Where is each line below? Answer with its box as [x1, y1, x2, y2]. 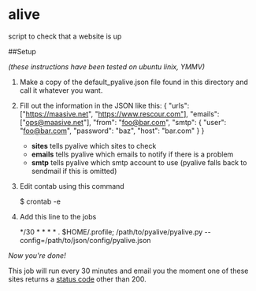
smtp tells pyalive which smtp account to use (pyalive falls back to [31, 157, 247, 167]
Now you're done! [8, 250, 66, 260]
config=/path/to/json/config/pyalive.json [19, 235, 151, 245]
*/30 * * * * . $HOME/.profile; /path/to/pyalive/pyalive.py [19, 227, 203, 237]
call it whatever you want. [19, 85, 103, 95]
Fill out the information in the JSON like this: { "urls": [19, 101, 190, 110]
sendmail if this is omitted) [31, 166, 117, 175]
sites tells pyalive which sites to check [31, 141, 157, 150]
